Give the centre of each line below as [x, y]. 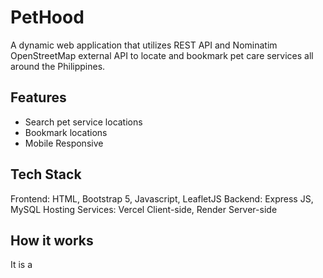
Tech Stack [46, 174]
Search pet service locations [83, 122]
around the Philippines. [58, 66]
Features [38, 97]
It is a [21, 265]
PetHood [47, 17]
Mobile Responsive [64, 143]
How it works [52, 240]
